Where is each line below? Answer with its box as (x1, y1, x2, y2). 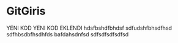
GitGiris (6, 4, 46, 18)
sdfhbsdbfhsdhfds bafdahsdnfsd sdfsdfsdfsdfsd (6, 30, 129, 38)
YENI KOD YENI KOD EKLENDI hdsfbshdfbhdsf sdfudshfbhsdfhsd (6, 24, 172, 31)
